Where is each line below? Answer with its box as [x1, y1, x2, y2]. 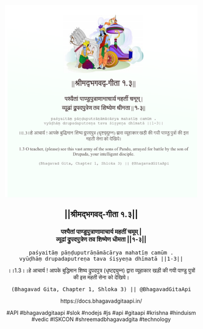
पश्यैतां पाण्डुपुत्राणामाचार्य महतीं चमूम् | [60, 228, 142, 236]
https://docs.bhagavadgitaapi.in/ [60, 297, 143, 305]
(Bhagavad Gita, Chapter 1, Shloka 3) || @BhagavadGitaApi [10, 286, 191, 292]
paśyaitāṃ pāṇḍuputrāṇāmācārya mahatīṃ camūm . [29, 249, 174, 256]
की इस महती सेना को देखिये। [73, 273, 130, 281]
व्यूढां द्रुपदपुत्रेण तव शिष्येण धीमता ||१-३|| [55, 235, 147, 244]
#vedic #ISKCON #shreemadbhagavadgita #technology [31, 316, 171, 323]
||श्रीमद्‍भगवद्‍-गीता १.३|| [64, 209, 138, 220]
